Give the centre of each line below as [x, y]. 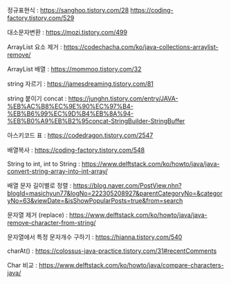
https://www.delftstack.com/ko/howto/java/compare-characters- [131, 265]
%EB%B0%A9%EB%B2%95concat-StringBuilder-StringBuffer [96, 121]
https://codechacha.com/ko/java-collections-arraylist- [141, 47]
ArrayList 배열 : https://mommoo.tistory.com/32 [74, 69]
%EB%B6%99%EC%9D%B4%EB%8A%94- [71, 114]
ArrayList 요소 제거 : [35, 47]
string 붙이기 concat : [37, 98]
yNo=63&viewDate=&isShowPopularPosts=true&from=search [95, 201]
